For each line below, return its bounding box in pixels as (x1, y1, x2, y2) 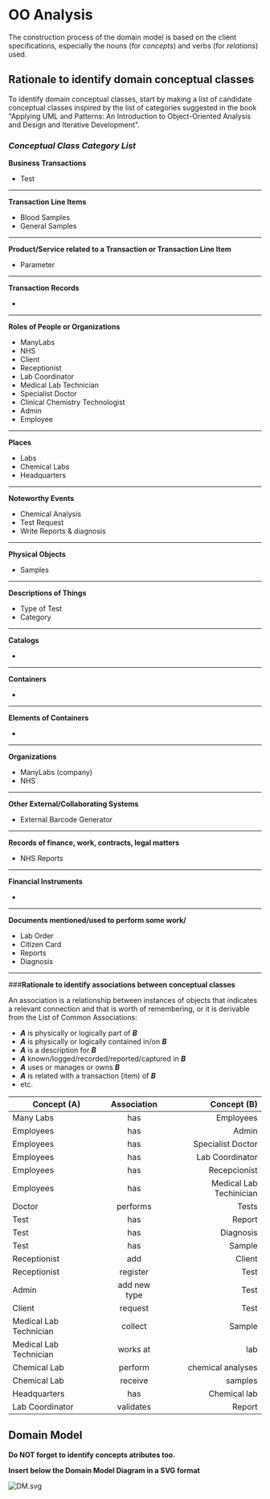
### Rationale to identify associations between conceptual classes (8, 980, 235, 990)
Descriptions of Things (8, 588, 87, 598)
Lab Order (19, 931, 54, 941)
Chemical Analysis (19, 509, 82, 519)
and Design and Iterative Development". (8, 119, 141, 130)
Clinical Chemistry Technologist (19, 397, 126, 408)
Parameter (19, 260, 55, 270)
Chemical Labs (19, 462, 70, 472)
